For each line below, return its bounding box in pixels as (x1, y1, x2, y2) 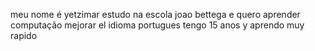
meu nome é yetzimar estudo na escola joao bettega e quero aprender (10, 9, 301, 20)
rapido (10, 30, 38, 41)
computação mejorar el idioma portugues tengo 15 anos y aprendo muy (10, 19, 305, 31)
